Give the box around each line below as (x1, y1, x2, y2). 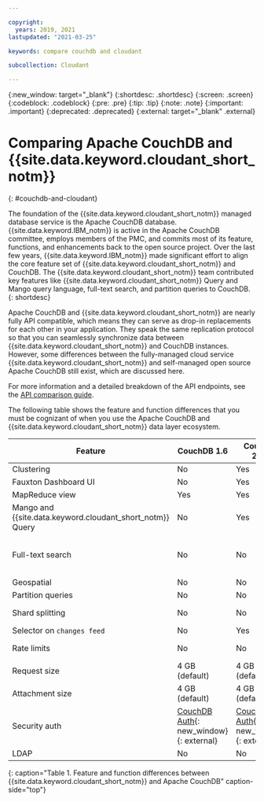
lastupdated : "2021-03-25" (8, 33, 97, 41)
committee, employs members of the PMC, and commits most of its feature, (8, 234, 254, 244)
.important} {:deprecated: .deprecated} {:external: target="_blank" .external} (8, 107, 256, 116)
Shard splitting (12, 608, 66, 619)
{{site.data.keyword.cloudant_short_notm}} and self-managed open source (8, 358, 251, 368)
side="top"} (8, 785, 46, 795)
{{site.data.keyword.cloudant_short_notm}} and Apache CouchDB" (8, 777, 225, 786)
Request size (12, 666, 60, 677)
